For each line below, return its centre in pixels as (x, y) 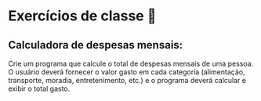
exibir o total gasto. (39, 88)
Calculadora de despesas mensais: (96, 45)
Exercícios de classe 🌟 (82, 16)
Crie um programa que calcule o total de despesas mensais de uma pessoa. (131, 63)
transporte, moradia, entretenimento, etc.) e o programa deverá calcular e (127, 80)
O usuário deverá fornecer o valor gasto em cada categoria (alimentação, (127, 72)
